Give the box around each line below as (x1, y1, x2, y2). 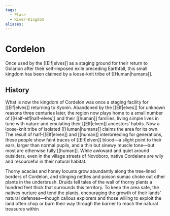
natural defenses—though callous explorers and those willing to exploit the (5, 195, 161, 201)
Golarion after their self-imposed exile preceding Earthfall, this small (5, 65, 148, 71)
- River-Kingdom (10, 17, 44, 22)
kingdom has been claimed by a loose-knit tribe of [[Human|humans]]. (5, 71, 153, 77)
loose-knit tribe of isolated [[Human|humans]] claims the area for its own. (5, 126, 159, 132)
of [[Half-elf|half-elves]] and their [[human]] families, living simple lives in (5, 115, 159, 121)
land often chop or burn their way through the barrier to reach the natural (5, 201, 158, 206)
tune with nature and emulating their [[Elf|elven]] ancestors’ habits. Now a (5, 121, 160, 127)
